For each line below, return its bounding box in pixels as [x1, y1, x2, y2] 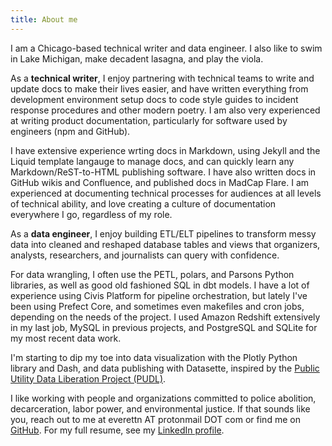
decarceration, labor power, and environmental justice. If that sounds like [10, 402, 311, 415]
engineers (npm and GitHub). [10, 125, 131, 137]
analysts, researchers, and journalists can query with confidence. [10, 249, 280, 261]
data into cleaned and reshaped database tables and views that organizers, [10, 238, 321, 250]
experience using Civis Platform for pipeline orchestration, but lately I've [10, 289, 308, 301]
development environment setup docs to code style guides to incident [10, 93, 299, 105]
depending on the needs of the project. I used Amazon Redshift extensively [10, 311, 321, 323]
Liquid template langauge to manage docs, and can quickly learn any [10, 155, 295, 167]
